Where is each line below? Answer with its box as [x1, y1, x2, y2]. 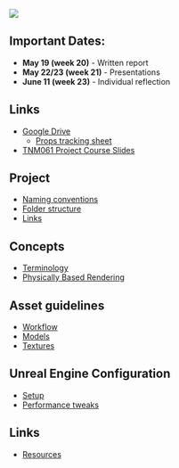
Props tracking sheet [35, 135, 113, 146]
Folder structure [21, 203, 82, 214]
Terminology [21, 263, 69, 274]
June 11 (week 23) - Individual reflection [21, 76, 171, 86]
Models [21, 331, 51, 342]
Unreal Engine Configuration [9, 366, 171, 382]
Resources [21, 448, 62, 459]
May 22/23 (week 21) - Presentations [21, 67, 160, 78]
